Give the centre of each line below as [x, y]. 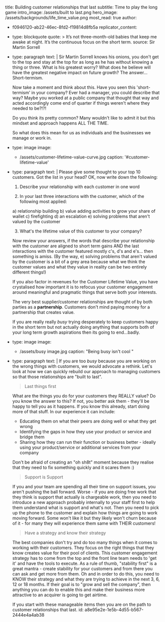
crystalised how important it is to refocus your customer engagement [82, 287]
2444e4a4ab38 [28, 615]
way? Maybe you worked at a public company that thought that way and [85, 98]
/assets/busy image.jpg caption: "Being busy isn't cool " [77, 351]
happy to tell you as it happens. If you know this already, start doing [81, 406]
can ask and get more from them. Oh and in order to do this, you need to [86, 574]
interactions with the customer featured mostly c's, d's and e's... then [83, 251]
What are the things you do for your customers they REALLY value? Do [84, 396]
